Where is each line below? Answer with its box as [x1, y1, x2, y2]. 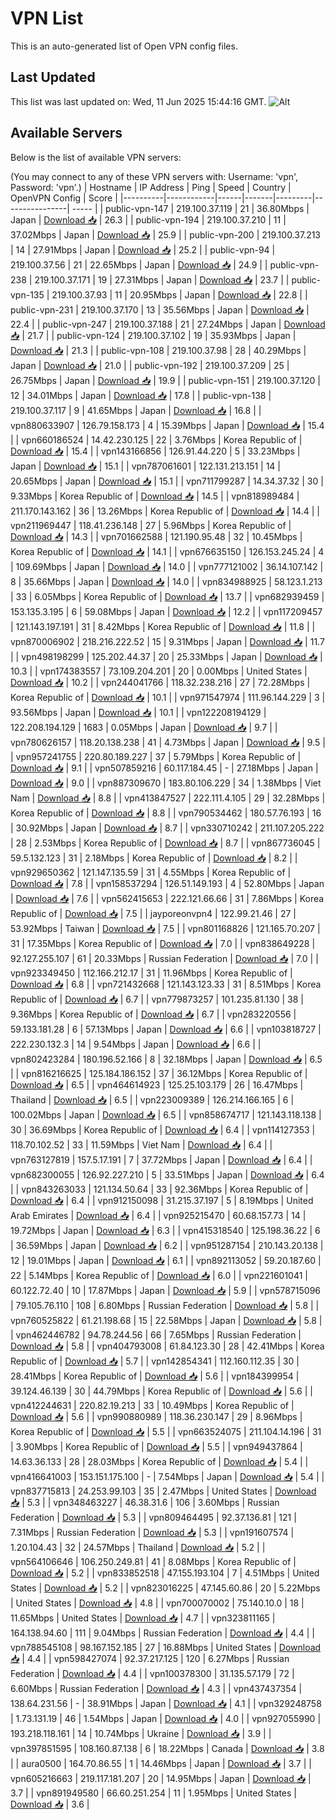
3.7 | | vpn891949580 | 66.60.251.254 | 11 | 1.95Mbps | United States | [10, 1787, 297, 1799]
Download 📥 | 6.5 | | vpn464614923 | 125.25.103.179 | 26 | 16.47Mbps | [10, 1078, 304, 1091]
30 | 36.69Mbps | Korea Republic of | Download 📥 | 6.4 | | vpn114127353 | [10, 1123, 316, 1136]
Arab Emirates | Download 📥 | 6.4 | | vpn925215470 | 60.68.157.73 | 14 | [10, 1209, 307, 1221]
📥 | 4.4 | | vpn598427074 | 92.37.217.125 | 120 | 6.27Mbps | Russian [10, 1652, 290, 1664]
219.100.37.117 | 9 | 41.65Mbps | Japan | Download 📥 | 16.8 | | [10, 404, 262, 416]
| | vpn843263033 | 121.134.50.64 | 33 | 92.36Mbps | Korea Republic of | [10, 1183, 309, 1195]
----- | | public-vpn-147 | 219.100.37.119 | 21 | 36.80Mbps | [71, 202, 310, 214]
